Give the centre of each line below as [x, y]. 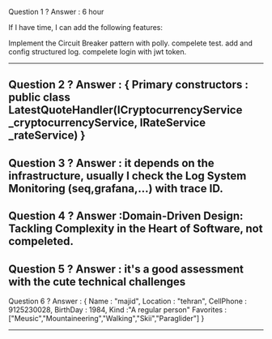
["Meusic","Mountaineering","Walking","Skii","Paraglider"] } [106, 318]
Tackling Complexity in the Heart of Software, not [136, 229]
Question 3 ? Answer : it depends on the [111, 163]
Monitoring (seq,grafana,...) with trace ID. [116, 189]
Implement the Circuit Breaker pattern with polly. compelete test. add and [131, 43]
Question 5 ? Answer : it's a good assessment [126, 269]
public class [40, 98]
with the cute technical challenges [97, 282]
